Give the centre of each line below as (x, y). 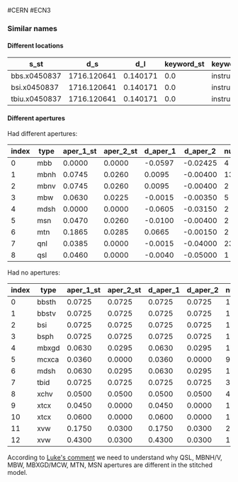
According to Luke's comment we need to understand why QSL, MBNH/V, (115, 458)
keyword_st (185, 64)
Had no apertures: (34, 272)
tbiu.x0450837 (36, 99)
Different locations (35, 45)
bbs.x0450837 (36, 76)
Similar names (33, 28)
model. (17, 473)
